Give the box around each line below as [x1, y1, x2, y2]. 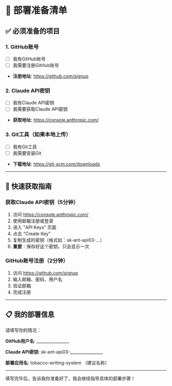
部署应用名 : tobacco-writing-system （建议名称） [5, 359, 110, 366]
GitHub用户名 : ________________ [5, 338, 70, 344]
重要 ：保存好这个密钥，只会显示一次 [12, 243, 90, 249]
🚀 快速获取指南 [5, 182, 52, 191]
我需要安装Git [12, 150, 42, 156]
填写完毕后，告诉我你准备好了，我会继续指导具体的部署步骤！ [5, 375, 136, 381]
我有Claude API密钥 [12, 100, 55, 106]
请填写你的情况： [5, 327, 41, 333]
